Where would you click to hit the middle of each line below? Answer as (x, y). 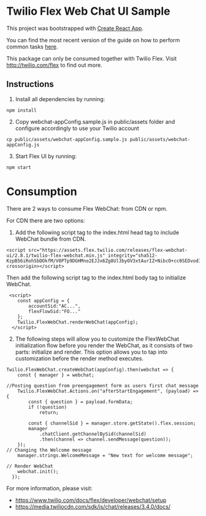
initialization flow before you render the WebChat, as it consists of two (104, 345)
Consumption (42, 192)
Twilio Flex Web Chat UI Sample (88, 11)
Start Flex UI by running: (46, 156)
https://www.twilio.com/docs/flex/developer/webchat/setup (91, 500)
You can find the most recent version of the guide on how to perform (93, 40)
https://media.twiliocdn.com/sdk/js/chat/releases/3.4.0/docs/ (93, 506)
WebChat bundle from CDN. (51, 239)
